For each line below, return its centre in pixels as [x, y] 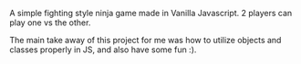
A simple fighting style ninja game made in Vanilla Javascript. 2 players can [151, 13]
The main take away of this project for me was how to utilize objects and [145, 40]
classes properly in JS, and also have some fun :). [103, 50]
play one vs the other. [50, 23]
